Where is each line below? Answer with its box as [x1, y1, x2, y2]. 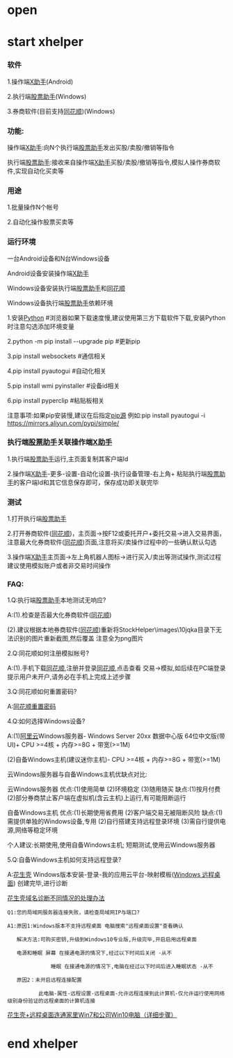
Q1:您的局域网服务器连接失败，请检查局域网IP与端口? [7, 909, 140, 917]
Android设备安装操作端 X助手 [7, 269, 89, 277]
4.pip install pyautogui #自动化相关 [7, 367, 106, 375]
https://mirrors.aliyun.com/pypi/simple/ [7, 419, 120, 427]
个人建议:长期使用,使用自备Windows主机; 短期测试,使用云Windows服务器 [7, 841, 216, 849]
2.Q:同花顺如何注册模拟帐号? [7, 649, 89, 657]
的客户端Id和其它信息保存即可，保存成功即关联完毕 [13, 478, 159, 486]
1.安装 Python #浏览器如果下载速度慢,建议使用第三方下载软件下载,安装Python [7, 313, 226, 322]
